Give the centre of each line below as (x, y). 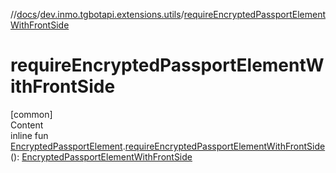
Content (27, 125)
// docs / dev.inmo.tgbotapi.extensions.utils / (97, 14)
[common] (31, 114)
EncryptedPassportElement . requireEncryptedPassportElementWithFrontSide (168, 146)
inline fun (29, 135)
